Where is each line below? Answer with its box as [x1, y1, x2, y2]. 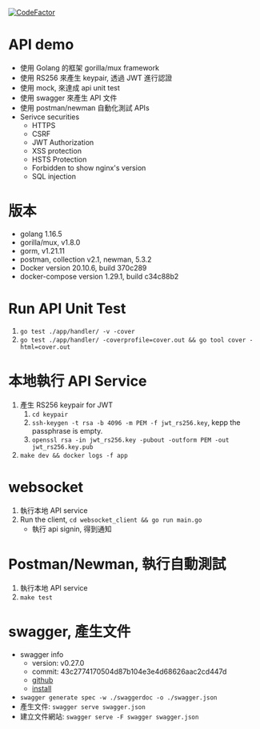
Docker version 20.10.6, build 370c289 [19, 262, 147, 272]
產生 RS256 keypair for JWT [19, 400, 114, 410]
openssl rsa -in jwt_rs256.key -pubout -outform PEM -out [31, 436, 230, 444]
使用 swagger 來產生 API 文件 [19, 93, 118, 102]
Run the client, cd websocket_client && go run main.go [19, 515, 202, 524]
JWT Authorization [31, 137, 94, 147]
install [31, 683, 52, 693]
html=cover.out [19, 342, 71, 351]
